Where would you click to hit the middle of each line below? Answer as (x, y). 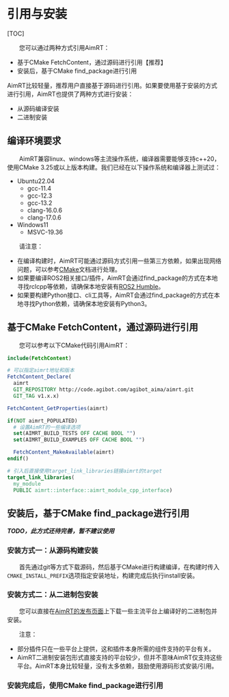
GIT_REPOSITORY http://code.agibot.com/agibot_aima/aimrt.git (104, 390)
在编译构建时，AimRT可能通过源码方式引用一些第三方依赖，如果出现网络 (119, 261)
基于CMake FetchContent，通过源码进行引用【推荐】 (92, 62)
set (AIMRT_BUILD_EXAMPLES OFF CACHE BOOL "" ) (79, 440)
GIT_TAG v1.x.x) (36, 396)
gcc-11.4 (39, 188)
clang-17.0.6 (44, 217)
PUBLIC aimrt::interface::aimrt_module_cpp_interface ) (93, 490)
